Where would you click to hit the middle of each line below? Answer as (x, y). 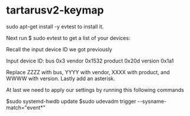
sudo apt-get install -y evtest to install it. (55, 26)
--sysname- (152, 101)
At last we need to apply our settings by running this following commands (95, 90)
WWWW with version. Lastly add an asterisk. (61, 78)
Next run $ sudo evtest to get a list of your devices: (68, 38)
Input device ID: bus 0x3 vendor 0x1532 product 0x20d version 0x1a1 (90, 61)
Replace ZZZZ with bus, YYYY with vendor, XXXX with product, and (88, 72)
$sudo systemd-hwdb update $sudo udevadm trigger (71, 101)
